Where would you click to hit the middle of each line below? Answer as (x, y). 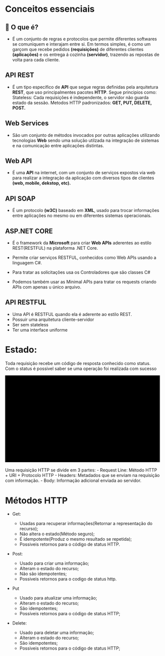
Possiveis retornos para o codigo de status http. (68, 579)
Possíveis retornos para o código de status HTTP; (70, 614)
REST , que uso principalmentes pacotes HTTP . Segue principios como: (84, 92)
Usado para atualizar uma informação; (58, 598)
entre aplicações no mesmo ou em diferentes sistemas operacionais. (82, 216)
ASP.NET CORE (29, 231)
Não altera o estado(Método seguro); (57, 534)
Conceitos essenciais (50, 9)
